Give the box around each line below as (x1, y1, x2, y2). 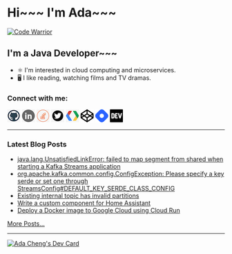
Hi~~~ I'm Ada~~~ (7, 5, 117, 21)
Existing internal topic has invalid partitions (17, 191, 139, 200)
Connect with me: (7, 93, 68, 103)
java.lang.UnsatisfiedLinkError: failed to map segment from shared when (17, 155, 224, 163)
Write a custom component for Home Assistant (17, 199, 151, 207)
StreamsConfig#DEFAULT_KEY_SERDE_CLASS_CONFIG (17, 184, 175, 193)
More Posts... (7, 220, 45, 228)
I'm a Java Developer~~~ (7, 47, 117, 59)
